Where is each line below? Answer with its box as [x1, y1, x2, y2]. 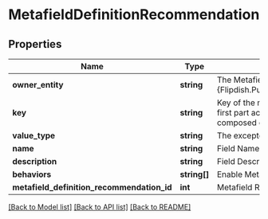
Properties [8, 37, 62, 51]
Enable [216, 169, 243, 180]
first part [216, 108, 250, 118]
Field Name [216, 143, 260, 154]
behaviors [12, 169, 52, 180]
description [12, 156, 57, 166]
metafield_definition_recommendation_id [12, 182, 173, 193]
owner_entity [12, 80, 64, 90]
